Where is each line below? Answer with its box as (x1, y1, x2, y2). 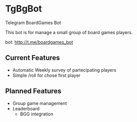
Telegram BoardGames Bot (5, 20, 61, 26)
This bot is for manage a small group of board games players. (5, 29, 133, 35)
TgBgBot (5, 3, 42, 15)
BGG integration (20, 111, 54, 117)
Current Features (5, 54, 60, 62)
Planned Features (5, 87, 62, 95)
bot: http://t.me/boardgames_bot (5, 39, 73, 45)
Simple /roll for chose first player (12, 72, 81, 78)
